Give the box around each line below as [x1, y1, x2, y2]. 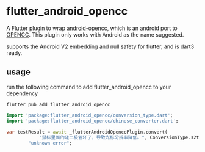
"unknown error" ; [28, 140, 72, 147]
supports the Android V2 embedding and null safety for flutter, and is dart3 [6, 43, 194, 50]
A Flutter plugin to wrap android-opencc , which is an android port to [6, 24, 178, 32]
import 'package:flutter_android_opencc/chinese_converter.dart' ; [6, 118, 179, 124]
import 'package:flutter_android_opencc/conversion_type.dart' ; [6, 112, 173, 118]
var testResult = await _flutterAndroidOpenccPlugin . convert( [6, 129, 168, 135]
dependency [6, 90, 38, 97]
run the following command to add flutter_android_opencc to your [6, 83, 171, 90]
